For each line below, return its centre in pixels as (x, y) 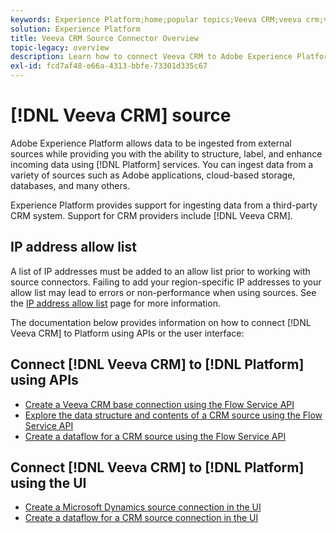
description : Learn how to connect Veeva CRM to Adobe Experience (151, 57)
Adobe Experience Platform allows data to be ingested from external (151, 143)
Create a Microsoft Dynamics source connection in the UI (143, 507)
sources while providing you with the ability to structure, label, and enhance (166, 153)
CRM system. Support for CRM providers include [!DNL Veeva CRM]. (151, 215)
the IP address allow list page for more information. (115, 303)
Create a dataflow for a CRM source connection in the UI (141, 518)
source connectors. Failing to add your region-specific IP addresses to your (166, 282)
